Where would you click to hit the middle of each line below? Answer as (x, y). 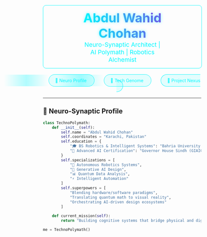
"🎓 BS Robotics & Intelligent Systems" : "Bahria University (135, 146)
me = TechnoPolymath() (67, 230)
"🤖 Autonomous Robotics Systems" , (106, 165)
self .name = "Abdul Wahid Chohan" (97, 132)
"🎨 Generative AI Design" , (98, 169)
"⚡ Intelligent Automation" (99, 179)
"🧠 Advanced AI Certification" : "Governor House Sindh (128, 151)
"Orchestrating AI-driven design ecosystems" (118, 202)
